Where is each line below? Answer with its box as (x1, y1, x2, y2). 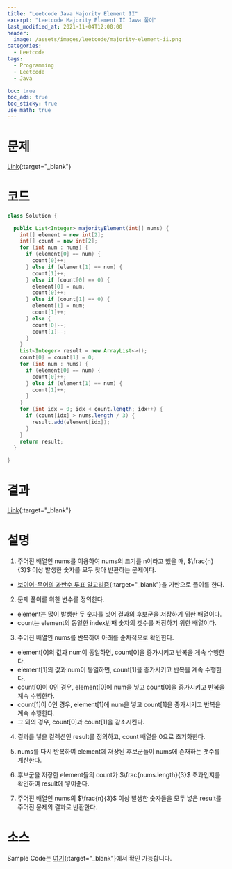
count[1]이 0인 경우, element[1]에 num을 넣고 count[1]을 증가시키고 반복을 (17, 700, 221, 708)
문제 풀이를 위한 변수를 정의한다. (17, 595, 105, 603)
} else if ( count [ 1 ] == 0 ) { (25, 296, 110, 303)
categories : (7, 42, 42, 49)
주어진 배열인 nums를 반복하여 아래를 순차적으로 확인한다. (17, 633, 174, 642)
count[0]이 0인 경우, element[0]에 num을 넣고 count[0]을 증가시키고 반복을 (17, 683, 226, 691)
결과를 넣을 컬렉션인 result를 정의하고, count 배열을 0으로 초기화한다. (17, 733, 206, 740)
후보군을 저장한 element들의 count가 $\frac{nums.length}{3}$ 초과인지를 (17, 771, 221, 779)
